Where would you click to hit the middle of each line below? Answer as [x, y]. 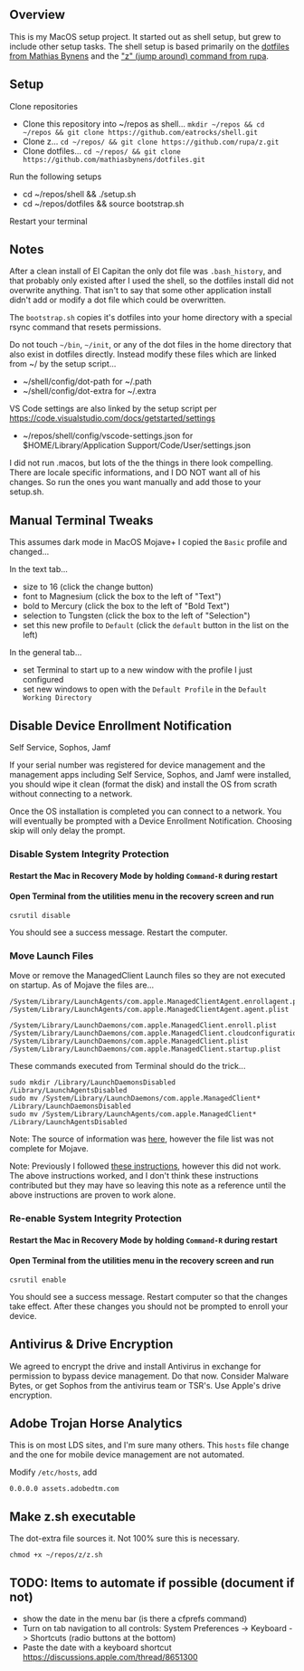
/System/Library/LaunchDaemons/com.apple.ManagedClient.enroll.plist [143, 1026]
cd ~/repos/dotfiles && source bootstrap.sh [103, 204]
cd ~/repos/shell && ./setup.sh [79, 194]
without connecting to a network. [71, 794]
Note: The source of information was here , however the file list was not [142, 1139]
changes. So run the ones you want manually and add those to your [135, 482]
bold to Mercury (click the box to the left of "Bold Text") [126, 606]
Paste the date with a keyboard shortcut [97, 1647]
